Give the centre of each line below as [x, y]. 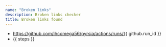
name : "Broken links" [28, 10]
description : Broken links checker [43, 15]
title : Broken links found [34, 19]
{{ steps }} [23, 39]
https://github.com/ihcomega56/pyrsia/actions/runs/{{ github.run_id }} [87, 34]
